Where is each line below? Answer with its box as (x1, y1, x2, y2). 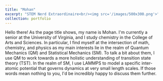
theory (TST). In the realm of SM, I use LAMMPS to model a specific (5, 60, 141, 66)
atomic (5, 65, 19, 71)
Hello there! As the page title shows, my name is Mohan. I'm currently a (5, 30, 148, 35)
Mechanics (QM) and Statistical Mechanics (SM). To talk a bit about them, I (5, 50, 155, 56)
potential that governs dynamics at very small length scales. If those (19, 65, 156, 71)
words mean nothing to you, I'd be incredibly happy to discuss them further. (5, 71, 157, 77)
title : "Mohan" (5, 7, 36, 12)
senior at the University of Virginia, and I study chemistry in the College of (5, 34, 153, 40)
